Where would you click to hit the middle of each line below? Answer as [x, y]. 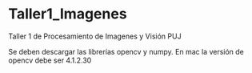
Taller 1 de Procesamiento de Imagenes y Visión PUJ [95, 36]
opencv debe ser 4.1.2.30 [50, 60]
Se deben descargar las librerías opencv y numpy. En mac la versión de [126, 51]
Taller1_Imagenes [68, 14]
